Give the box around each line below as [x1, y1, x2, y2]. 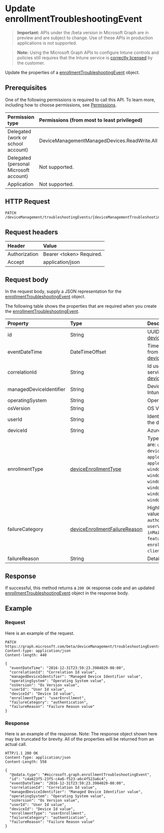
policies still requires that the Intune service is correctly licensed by [17, 54, 153, 60]
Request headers [5, 228, 59, 236]
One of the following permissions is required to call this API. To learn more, [5, 97, 156, 103]
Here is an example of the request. [5, 630, 75, 636]
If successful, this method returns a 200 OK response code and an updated [5, 585, 155, 591]
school [7, 140, 23, 147]
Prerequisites [5, 84, 47, 92]
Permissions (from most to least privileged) [39, 116, 143, 123]
